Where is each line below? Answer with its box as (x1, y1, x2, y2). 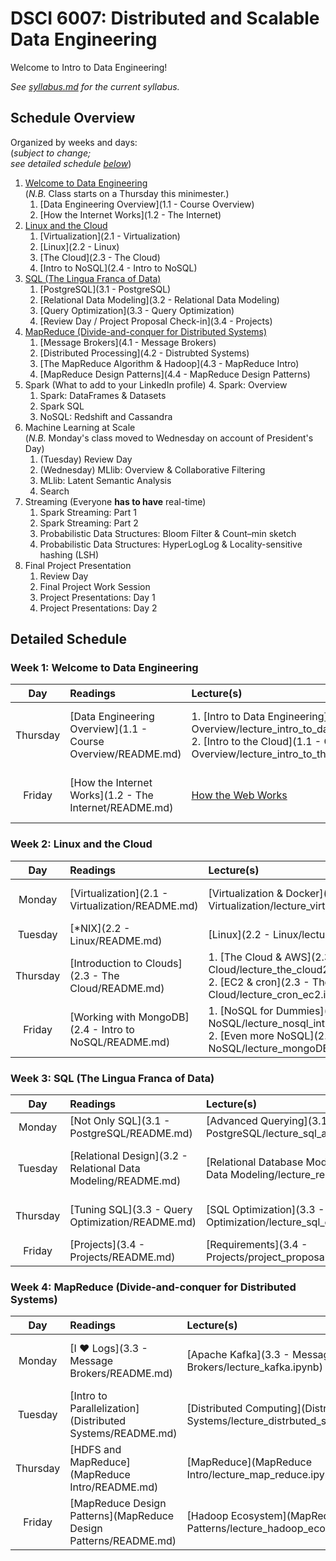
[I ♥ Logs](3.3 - (69, 1342, 148, 1356)
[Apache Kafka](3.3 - (186, 1348, 290, 1362)
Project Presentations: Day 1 (39, 591, 156, 603)
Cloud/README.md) (69, 981, 165, 995)
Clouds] (144, 956, 183, 970)
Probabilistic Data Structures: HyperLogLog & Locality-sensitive (39, 538, 303, 550)
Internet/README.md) (69, 801, 174, 815)
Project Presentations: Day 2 (39, 602, 158, 614)
